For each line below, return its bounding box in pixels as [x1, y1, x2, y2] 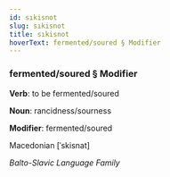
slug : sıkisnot [9, 21, 66, 30]
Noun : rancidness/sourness [9, 105, 112, 116]
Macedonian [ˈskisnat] [9, 139, 91, 150]
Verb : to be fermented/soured [9, 88, 120, 98]
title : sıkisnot [9, 29, 69, 38]
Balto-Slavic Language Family [9, 157, 120, 168]
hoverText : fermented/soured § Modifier [9, 38, 162, 47]
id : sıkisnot [9, 13, 58, 22]
